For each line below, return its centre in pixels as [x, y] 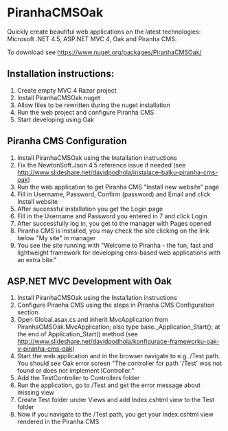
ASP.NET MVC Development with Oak [89, 281]
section [27, 312]
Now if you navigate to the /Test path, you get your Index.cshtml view [115, 415]
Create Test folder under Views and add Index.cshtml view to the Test [116, 400]
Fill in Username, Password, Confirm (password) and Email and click [114, 194]
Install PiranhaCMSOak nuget [59, 97]
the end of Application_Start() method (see [78, 334]
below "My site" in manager [56, 237]
